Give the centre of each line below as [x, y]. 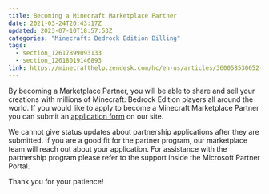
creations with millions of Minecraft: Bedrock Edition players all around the [131, 99]
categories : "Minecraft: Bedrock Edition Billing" [94, 38]
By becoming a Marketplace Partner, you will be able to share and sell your [132, 91]
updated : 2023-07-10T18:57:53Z [60, 30]
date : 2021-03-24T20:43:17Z [55, 23]
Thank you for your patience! [56, 181]
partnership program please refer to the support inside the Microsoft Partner [134, 157]
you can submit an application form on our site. [86, 116]
